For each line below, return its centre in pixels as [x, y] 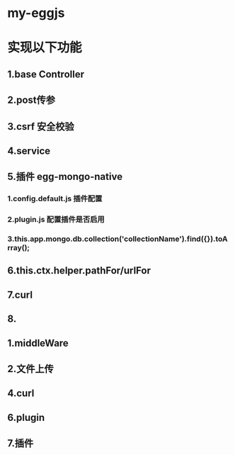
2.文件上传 [31, 369]
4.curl [21, 394]
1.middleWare [38, 343]
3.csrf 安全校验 [41, 127]
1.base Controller [46, 74]
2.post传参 [31, 100]
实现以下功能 [45, 48]
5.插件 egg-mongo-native [65, 177]
